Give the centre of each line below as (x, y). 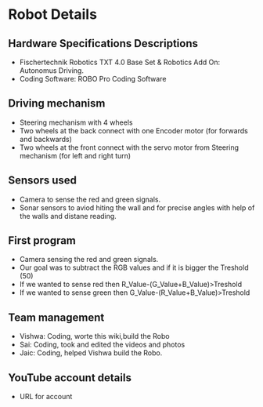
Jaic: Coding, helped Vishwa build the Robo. (91, 353)
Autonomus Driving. (52, 71)
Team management (56, 317)
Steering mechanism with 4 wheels (76, 122)
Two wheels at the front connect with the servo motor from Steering (129, 147)
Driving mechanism (57, 104)
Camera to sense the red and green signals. (90, 199)
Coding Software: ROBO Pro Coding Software (93, 79)
